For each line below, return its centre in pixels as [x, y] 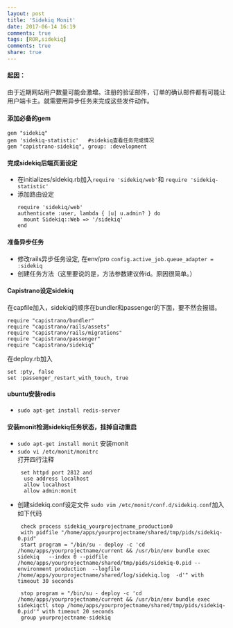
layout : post [26, 14]
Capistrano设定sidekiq [41, 291]
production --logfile [87, 569]
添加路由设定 [35, 195]
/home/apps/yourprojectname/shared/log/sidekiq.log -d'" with [111, 575]
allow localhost [47, 485]
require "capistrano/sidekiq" [51, 345]
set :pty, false [31, 372]
